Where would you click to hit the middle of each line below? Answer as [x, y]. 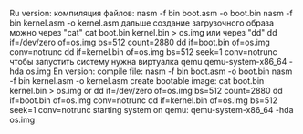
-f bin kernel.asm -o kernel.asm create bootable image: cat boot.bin [137, 81]
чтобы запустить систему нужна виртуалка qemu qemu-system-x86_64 [148, 62]
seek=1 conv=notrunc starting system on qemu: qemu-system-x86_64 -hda [151, 110]
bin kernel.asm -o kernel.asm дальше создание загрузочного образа [142, 23]
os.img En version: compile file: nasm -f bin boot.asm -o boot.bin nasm [159, 71]
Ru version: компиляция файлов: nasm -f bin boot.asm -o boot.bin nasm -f [151, 13]
